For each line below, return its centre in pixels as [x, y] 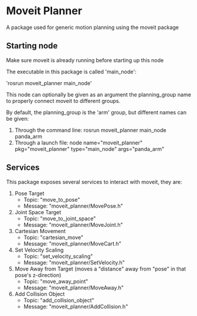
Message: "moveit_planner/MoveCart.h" [72, 243]
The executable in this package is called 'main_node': [72, 72]
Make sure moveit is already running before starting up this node [85, 60]
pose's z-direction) [38, 275]
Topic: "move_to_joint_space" [60, 218]
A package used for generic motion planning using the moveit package [93, 27]
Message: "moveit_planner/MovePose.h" [73, 206]
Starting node [32, 46]
